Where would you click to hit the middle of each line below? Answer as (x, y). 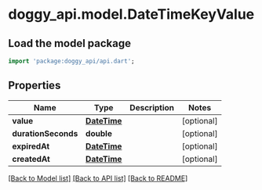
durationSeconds (45, 133)
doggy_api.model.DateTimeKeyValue (131, 14)
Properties (35, 86)
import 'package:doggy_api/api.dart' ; (71, 61)
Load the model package (70, 43)
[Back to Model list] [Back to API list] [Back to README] (98, 178)
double (98, 133)
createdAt (31, 159)
